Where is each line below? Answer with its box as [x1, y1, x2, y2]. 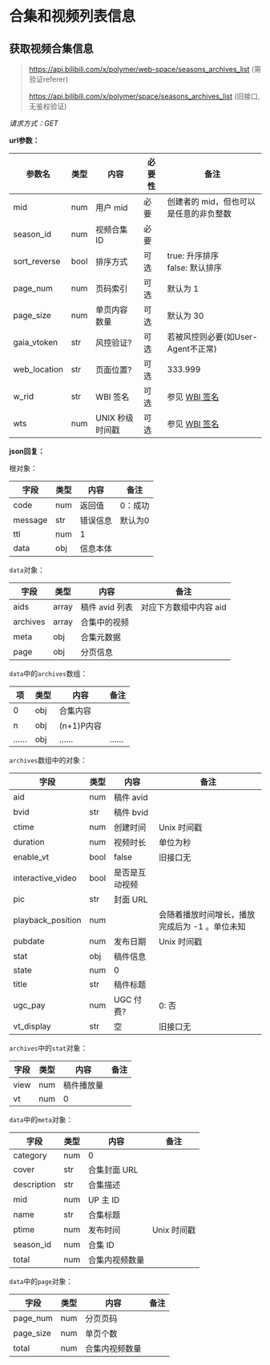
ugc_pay [13, 1000, 46, 1010]
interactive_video [13, 872, 77, 884]
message [13, 514, 48, 525]
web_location [13, 364, 63, 375]
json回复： [9, 446, 45, 456]
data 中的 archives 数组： [9, 669, 87, 678]
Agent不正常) [167, 344, 217, 354]
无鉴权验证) [28, 102, 67, 111]
